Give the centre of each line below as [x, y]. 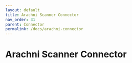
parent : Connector [25, 24]
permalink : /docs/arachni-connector [44, 29]
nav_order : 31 [20, 19]
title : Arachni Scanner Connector [42, 15]
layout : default [23, 10]
